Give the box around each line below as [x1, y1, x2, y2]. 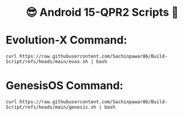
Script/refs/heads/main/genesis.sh [6, 104, 97, 111]
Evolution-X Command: [6, 33, 127, 47]
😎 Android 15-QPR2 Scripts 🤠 [26, 5, 179, 19]
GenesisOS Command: [6, 79, 124, 93]
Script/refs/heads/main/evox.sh [6, 59, 88, 65]
